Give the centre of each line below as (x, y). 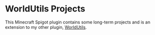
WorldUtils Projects (45, 9)
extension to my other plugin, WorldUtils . (46, 27)
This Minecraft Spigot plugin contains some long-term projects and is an (78, 22)
